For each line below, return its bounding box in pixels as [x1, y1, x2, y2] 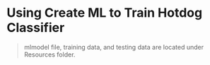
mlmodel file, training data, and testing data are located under [23, 43, 204, 51]
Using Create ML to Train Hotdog [6, 5, 203, 21]
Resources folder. [23, 50, 76, 59]
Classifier [6, 20, 65, 36]
